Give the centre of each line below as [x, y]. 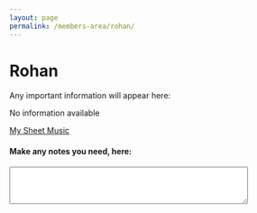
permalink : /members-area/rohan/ [72, 26]
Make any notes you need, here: [71, 152]
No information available [55, 113]
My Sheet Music [40, 131]
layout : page [34, 18]
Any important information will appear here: [90, 96]
